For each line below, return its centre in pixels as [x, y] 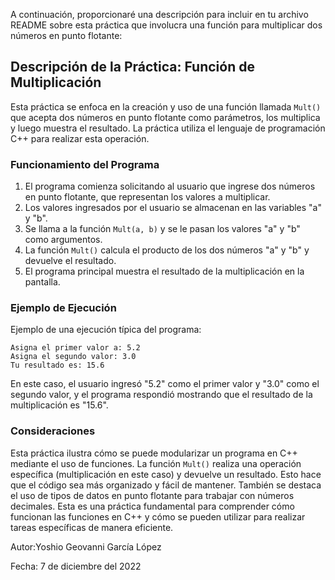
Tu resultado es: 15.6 [57, 365]
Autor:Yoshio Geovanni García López [86, 546]
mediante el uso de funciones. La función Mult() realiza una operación [156, 463]
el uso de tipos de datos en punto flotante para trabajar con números [152, 495]
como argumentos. [63, 240]
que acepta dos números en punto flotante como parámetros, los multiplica [165, 117]
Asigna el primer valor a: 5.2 [75, 348]
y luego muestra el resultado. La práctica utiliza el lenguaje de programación [168, 128]
